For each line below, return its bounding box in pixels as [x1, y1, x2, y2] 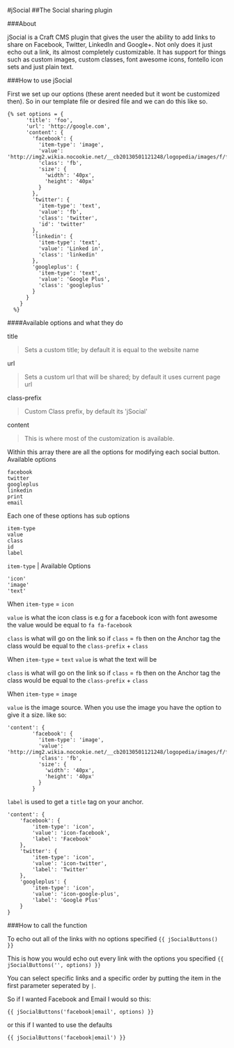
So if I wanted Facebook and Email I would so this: [7, 995, 151, 1003]
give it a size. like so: [7, 711, 67, 719]
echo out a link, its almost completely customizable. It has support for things [7, 48, 226, 56]
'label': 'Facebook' [32, 836, 92, 843]
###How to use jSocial [7, 76, 72, 85]
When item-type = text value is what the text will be [7, 655, 157, 663]
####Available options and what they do [7, 319, 123, 327]
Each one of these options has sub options [7, 511, 130, 520]
